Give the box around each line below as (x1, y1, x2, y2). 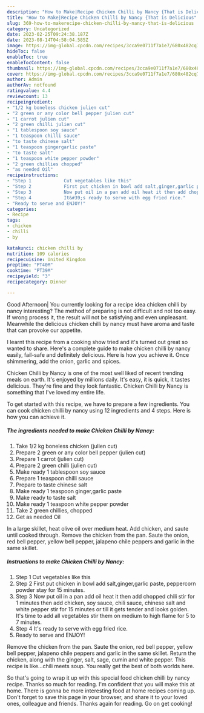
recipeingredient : (7, 99, 53, 105)
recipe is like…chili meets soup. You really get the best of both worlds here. (7, 662, 194, 669)
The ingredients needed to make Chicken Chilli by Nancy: (7, 427, 155, 434)
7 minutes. (15, 618, 42, 626)
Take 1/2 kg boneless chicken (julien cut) (15, 442, 117, 449)
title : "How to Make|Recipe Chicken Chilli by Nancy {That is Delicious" (7, 15, 197, 21)
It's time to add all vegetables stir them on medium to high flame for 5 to (15, 612, 196, 619)
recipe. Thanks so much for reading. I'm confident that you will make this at (7, 680, 196, 688)
